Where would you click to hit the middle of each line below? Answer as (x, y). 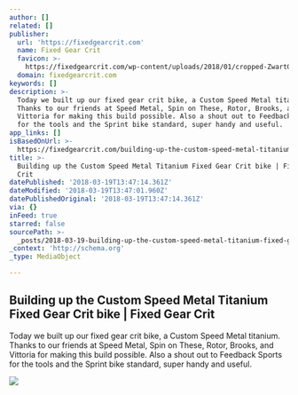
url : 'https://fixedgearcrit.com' (81, 42)
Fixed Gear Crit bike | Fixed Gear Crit (112, 315)
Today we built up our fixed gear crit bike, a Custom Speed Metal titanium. (145, 336)
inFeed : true (33, 215)
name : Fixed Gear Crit (59, 51)
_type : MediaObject (45, 257)
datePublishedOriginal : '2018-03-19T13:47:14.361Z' (106, 199)
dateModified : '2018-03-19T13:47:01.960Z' (89, 191)
